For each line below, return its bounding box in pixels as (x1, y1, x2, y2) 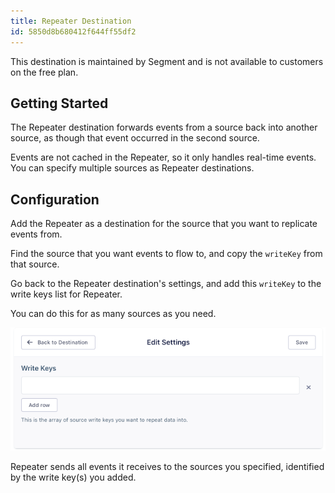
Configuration (10, 191, 100, 208)
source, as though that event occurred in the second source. (10, 132, 260, 144)
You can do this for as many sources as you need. (10, 308, 217, 320)
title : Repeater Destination (10, 16, 132, 26)
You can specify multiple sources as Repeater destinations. (10, 162, 255, 174)
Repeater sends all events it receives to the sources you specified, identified (10, 460, 325, 472)
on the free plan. (10, 66, 79, 78)
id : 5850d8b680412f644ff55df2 (10, 26, 137, 37)
